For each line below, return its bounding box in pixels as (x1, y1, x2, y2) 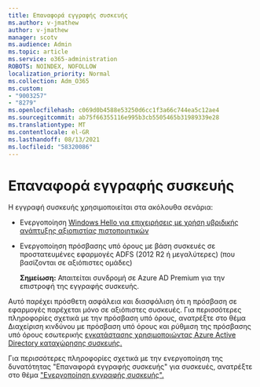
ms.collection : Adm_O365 (8, 77, 90, 85)
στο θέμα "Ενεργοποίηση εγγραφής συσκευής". (8, 371, 164, 380)
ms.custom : (8, 84, 44, 93)
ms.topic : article (8, 48, 68, 56)
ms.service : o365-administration (8, 56, 118, 64)
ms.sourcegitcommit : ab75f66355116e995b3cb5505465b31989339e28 (8, 114, 220, 122)
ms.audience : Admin (8, 41, 72, 49)
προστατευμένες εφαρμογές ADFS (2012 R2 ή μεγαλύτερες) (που (19, 250, 236, 259)
